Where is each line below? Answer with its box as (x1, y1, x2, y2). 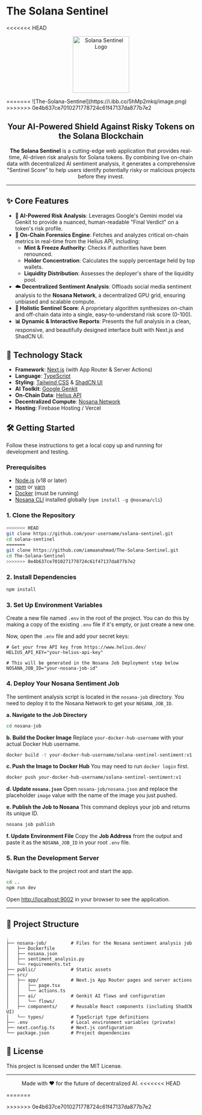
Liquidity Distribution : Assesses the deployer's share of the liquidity (23, 270, 194, 277)
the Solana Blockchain (58, 131, 144, 141)
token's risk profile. (14, 224, 63, 232)
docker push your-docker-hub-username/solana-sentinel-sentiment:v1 (6, 774, 182, 781)
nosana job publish (6, 822, 55, 828)
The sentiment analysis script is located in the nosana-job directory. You (6, 693, 185, 700)
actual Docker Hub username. (6, 740, 81, 748)
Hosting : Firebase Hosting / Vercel (14, 404, 101, 411)
